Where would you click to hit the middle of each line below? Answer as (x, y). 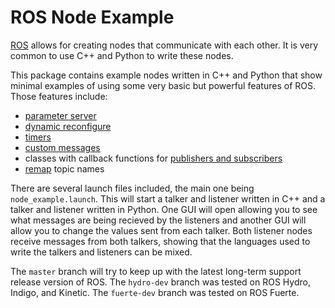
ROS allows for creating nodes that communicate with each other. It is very (164, 45)
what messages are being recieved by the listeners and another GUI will (158, 220)
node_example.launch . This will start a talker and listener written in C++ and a (168, 198)
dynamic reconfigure (68, 126)
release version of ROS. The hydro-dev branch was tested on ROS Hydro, (160, 282)
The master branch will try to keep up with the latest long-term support (156, 271)
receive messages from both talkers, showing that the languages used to (160, 241)
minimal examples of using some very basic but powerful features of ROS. (163, 85)
